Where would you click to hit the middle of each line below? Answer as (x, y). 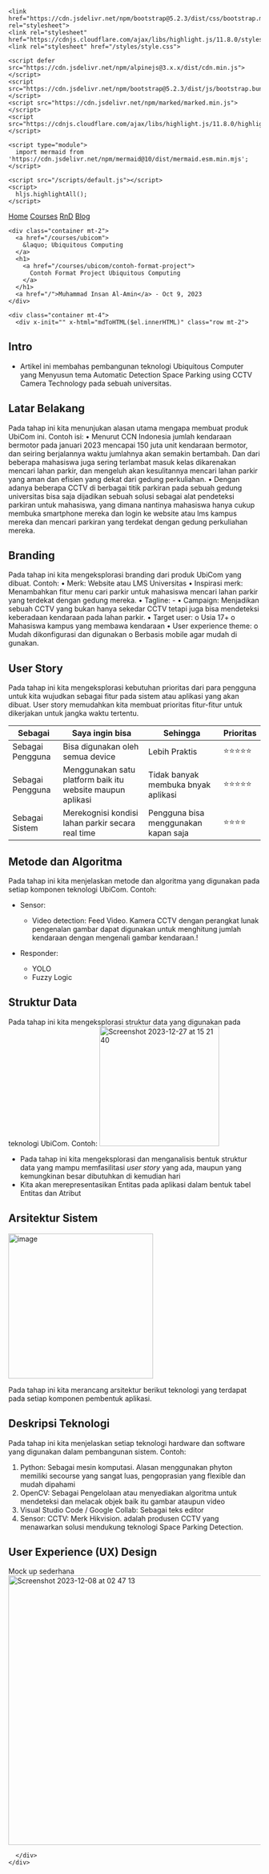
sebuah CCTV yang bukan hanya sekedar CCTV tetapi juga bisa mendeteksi (134, 609)
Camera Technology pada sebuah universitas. (96, 383)
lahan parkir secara (99, 823)
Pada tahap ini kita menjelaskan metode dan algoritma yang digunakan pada (134, 881)
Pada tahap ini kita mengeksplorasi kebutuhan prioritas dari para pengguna (132, 688)
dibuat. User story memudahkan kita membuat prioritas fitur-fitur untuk (125, 705)
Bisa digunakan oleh (101, 747)
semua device (89, 757)
